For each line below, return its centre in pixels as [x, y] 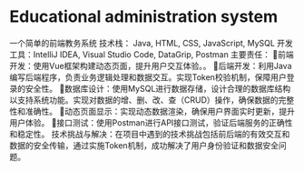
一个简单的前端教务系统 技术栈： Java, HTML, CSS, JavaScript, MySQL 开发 [151, 43]
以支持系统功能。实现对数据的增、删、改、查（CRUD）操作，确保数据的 [144, 100]
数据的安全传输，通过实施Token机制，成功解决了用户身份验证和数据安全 [144, 145]
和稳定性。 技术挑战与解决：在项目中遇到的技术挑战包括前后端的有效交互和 [150, 134]
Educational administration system [144, 17]
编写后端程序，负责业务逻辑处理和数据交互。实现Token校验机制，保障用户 [148, 77]
